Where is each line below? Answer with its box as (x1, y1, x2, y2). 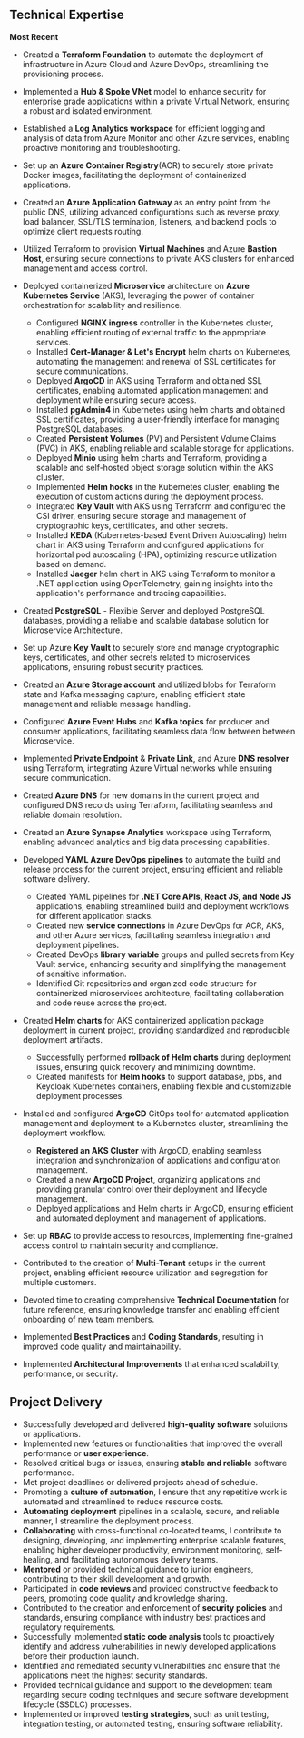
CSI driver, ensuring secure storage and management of (35, 510, 247, 521)
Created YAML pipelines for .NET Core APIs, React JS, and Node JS (35, 891, 292, 902)
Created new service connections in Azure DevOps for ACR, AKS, (35, 920, 285, 931)
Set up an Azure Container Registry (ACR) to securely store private (22, 159, 274, 171)
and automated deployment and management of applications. (35, 1213, 267, 1224)
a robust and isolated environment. (22, 105, 153, 116)
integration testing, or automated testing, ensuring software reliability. (22, 1718, 283, 1729)
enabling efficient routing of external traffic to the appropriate (35, 326, 266, 337)
